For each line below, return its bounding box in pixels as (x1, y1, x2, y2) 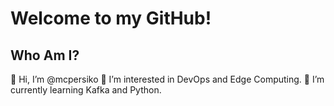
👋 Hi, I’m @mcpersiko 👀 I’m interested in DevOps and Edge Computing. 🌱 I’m (10, 73, 325, 85)
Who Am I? (10, 47, 80, 64)
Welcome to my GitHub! (10, 7, 212, 30)
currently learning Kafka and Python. (10, 84, 162, 96)
